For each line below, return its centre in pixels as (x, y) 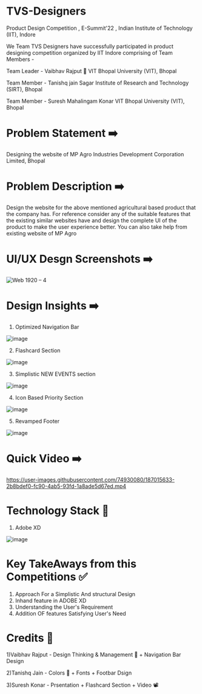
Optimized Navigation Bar (47, 327)
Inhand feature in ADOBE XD (51, 600)
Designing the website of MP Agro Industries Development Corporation (95, 154)
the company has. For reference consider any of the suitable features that (99, 213)
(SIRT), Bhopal (24, 89)
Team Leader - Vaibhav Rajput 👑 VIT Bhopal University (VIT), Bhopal (92, 71)
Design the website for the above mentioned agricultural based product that (101, 207)
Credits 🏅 (30, 638)
